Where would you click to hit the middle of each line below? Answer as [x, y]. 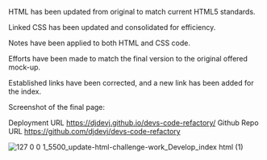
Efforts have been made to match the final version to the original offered [128, 59]
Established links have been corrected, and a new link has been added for [131, 83]
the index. [25, 91]
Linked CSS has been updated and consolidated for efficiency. [112, 27]
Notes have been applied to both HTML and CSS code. [100, 43]
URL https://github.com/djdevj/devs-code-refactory [94, 131]
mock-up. [25, 67]
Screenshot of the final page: [57, 107]
